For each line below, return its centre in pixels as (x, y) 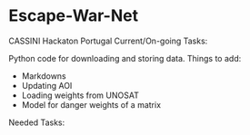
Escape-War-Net (73, 16)
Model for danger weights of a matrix (91, 104)
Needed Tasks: (37, 122)
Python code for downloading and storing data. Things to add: (125, 58)
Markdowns (44, 76)
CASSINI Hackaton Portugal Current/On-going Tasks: (108, 41)
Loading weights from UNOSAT (80, 95)
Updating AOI (47, 85)
